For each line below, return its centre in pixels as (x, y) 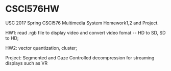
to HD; (12, 38)
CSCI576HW (32, 9)
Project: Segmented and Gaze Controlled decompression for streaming (80, 58)
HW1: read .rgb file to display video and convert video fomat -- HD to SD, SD (86, 32)
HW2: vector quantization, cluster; (41, 48)
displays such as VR (26, 63)
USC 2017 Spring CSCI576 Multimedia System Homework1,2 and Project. (82, 23)
